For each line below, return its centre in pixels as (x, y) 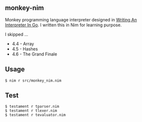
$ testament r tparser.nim (32, 106)
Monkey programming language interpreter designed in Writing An (71, 19)
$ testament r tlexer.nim (31, 111)
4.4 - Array (23, 44)
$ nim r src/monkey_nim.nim (33, 80)
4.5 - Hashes (25, 49)
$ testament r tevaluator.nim (35, 115)
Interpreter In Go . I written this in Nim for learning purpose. (63, 25)
